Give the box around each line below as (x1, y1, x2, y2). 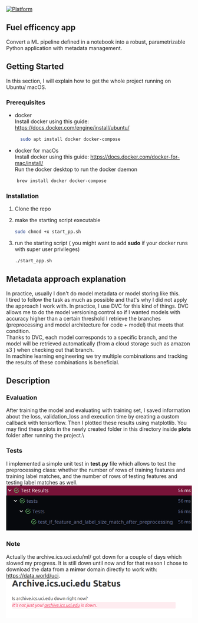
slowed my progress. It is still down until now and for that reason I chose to (6, 559, 188, 566)
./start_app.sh (14, 258, 52, 263)
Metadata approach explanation (6, 274, 126, 284)
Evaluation (6, 393, 37, 401)
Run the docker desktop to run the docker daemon (14, 166, 137, 173)
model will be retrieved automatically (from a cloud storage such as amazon (6, 339, 190, 347)
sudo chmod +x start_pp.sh (14, 229, 81, 235)
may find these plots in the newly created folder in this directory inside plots (6, 426, 192, 433)
